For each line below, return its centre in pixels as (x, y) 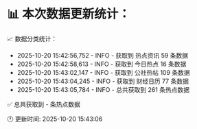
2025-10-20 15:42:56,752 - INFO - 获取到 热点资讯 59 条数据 (103, 55)
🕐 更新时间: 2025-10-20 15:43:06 (55, 119)
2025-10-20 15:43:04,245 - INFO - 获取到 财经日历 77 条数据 (103, 81)
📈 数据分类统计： (32, 38)
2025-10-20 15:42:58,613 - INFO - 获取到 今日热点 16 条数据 (102, 64)
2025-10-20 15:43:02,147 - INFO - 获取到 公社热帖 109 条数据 (103, 72)
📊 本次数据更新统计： (69, 14)
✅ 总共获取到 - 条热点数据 (44, 104)
